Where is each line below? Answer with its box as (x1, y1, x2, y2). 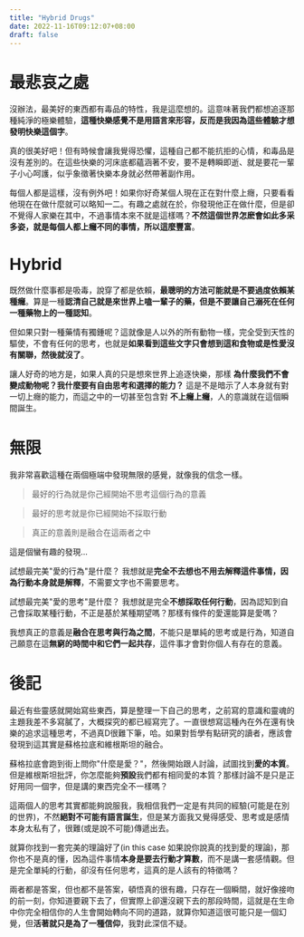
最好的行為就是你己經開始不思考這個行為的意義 (31, 488, 206, 499)
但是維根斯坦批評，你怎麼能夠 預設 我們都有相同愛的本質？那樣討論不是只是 (9, 769, 287, 780)
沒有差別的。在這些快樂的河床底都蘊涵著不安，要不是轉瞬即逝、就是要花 (9, 157, 279, 168)
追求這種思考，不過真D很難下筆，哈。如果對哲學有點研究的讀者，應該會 (24, 728, 293, 739)
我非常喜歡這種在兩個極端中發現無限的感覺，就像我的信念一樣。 (9, 469, 247, 480)
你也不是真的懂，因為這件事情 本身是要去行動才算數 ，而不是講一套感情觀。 (9, 854, 287, 865)
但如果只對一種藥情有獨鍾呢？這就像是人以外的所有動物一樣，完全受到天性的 (9, 327, 295, 338)
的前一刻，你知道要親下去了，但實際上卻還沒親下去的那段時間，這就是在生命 (9, 895, 295, 906)
